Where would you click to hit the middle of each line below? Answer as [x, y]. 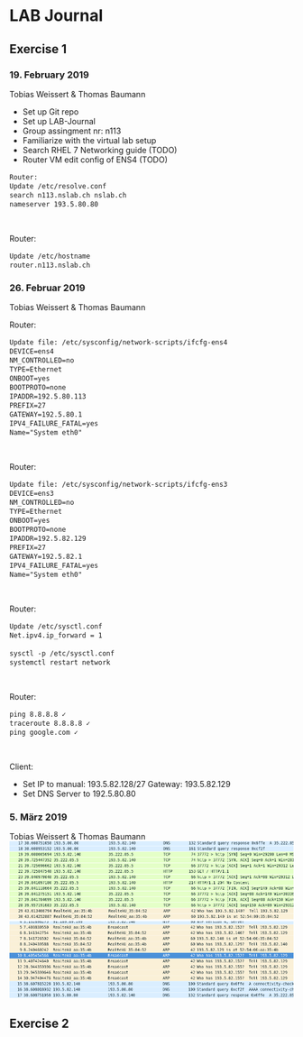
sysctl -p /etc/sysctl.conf [62, 654]
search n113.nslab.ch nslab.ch [68, 195]
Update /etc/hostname [50, 256]
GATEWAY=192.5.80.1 [46, 415]
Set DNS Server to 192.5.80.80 [79, 794]
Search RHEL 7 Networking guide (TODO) [100, 150]
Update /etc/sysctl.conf [56, 627]
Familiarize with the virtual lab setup [89, 140]
